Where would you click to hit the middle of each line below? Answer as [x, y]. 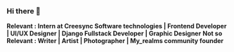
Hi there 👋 [24, 11]
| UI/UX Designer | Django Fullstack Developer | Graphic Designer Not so [115, 33]
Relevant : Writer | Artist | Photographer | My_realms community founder [115, 41]
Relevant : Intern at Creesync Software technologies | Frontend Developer [117, 26]
